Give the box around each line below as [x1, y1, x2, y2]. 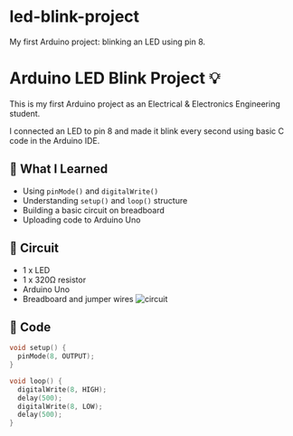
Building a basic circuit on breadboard [22, 204, 165, 215]
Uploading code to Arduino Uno [22, 214, 141, 225]
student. [9, 108, 41, 118]
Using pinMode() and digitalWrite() [22, 185, 159, 196]
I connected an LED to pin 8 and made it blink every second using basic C [9, 125, 285, 137]
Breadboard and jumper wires [22, 293, 134, 304]
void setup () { [9, 344, 67, 353]
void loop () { [9, 376, 63, 385]
